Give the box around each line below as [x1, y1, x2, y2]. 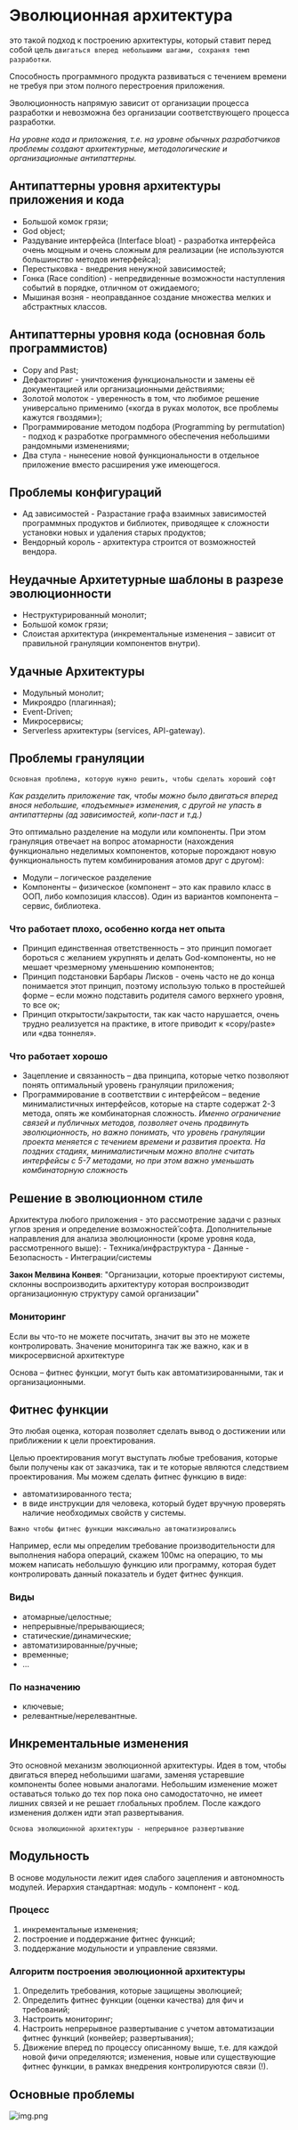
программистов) [9, 341, 109, 356]
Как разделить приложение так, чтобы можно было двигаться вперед [9, 790, 278, 801]
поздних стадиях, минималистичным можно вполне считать [21, 1146, 255, 1157]
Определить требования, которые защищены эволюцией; [21, 1986, 243, 1996]
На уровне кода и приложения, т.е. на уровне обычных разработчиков [9, 134, 281, 144]
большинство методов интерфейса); [21, 254, 162, 264]
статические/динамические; [21, 1630, 132, 1640]
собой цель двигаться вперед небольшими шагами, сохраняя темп [9, 44, 251, 54]
